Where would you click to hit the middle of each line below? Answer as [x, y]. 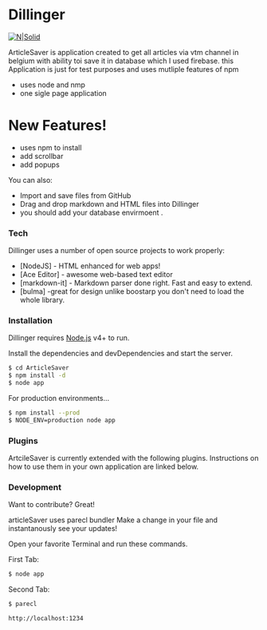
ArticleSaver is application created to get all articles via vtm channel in [124, 52]
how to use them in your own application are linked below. [104, 467]
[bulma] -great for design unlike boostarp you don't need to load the [132, 291]
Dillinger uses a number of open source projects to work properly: [117, 251]
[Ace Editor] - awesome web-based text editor [96, 275]
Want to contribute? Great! [52, 505]
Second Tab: [29, 589]
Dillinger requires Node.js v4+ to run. [69, 338]
